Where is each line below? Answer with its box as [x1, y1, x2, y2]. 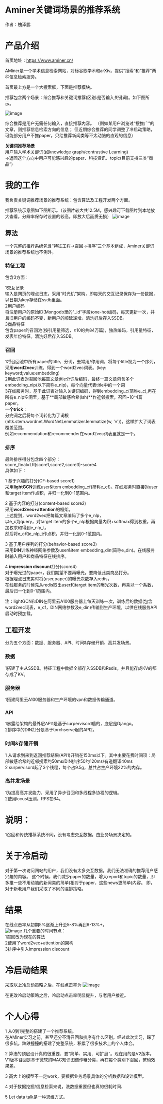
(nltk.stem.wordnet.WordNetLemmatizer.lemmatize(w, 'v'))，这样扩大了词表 [5, 419, 156, 424]
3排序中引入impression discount [5, 946, 69, 952]
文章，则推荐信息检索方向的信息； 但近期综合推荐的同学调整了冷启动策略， [5, 126, 155, 132]
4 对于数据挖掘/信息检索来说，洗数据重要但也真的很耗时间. [5, 1084, 123, 1089]
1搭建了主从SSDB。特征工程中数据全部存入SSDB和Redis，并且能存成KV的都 [5, 665, 157, 671]
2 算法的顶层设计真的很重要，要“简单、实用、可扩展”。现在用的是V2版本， [5, 1050, 154, 1056]
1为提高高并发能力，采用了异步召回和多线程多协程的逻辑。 [5, 790, 122, 795]
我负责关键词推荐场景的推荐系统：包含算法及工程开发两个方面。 [5, 197, 132, 202]
